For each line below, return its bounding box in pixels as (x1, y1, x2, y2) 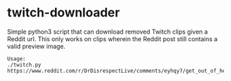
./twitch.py (7, 61, 41, 68)
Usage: (7, 55, 26, 62)
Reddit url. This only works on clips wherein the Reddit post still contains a (7, 34, 218, 43)
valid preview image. (7, 42, 66, 50)
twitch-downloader (7, 5, 120, 21)
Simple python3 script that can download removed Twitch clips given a (7, 27, 208, 36)
